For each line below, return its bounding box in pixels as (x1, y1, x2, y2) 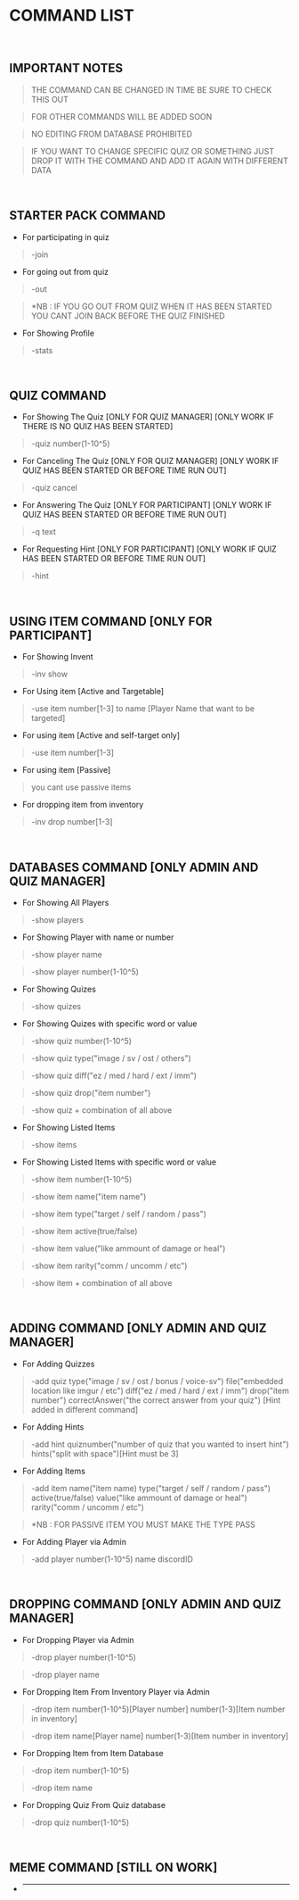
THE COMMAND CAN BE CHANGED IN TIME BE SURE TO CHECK (30, 84, 272, 95)
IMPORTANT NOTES (9, 61, 123, 76)
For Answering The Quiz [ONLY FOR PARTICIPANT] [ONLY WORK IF (21, 500, 272, 510)
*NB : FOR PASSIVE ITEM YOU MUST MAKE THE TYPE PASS (30, 1519, 256, 1530)
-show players (30, 915, 85, 925)
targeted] (30, 713, 66, 724)
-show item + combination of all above (30, 1278, 173, 1288)
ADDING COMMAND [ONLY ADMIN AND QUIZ (9, 1321, 267, 1336)
